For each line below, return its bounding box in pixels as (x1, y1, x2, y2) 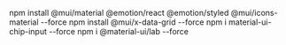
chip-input (9, 26, 47, 36)
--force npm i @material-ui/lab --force (48, 26, 189, 36)
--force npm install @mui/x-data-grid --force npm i (40, 17, 228, 27)
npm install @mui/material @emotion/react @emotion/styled (9, 8, 229, 18)
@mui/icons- (230, 8, 278, 18)
